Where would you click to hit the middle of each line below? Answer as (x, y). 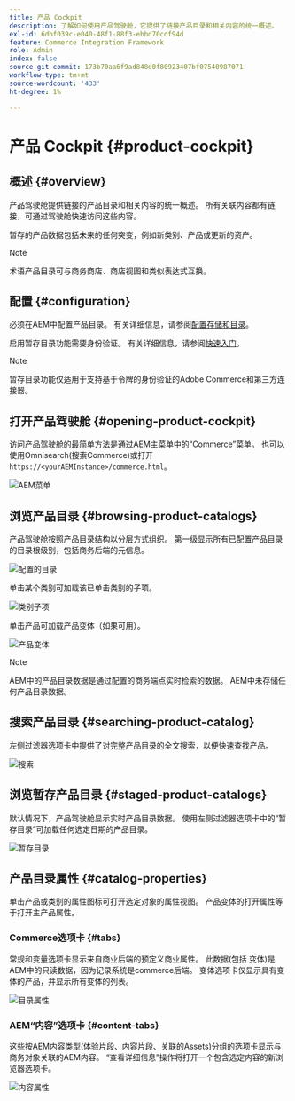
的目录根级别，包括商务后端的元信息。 (79, 550)
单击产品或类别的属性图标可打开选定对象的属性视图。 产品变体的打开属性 (142, 901)
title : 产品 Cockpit (46, 17)
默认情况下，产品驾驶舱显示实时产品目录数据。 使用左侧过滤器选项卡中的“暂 (148, 818)
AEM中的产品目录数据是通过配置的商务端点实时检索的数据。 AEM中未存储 (144, 680)
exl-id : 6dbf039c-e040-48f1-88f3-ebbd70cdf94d (97, 34)
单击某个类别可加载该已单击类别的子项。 (83, 588)
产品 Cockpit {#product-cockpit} (132, 146)
